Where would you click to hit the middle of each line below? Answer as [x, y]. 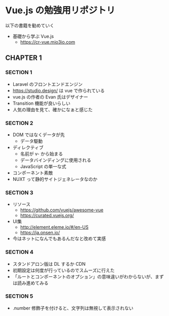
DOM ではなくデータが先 [39, 135]
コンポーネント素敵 [33, 173]
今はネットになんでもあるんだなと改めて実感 [59, 239]
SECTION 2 [19, 123]
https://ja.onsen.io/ [40, 233]
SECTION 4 [20, 252]
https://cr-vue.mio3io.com [47, 42]
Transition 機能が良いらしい [41, 103]
